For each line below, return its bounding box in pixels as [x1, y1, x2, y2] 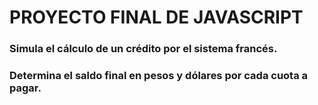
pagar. [9, 81, 42, 95]
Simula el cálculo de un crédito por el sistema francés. [9, 42, 278, 56]
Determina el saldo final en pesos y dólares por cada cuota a [9, 69, 309, 83]
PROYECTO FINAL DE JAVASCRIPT [9, 6, 304, 29]
